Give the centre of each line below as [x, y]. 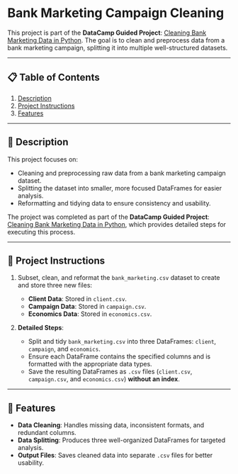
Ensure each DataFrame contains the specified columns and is [119, 356]
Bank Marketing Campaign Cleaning [116, 13]
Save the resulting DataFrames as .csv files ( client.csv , [110, 372]
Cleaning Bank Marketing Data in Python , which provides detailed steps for [117, 224]
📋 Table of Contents [54, 78]
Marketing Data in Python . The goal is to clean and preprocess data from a [116, 40]
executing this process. [41, 232]
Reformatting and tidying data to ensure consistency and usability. [114, 203]
